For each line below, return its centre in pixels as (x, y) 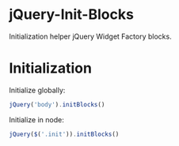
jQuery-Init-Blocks (71, 15)
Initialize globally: (37, 90)
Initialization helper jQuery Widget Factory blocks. (91, 36)
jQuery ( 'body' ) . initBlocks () (57, 104)
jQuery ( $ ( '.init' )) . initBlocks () (64, 134)
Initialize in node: (36, 119)
